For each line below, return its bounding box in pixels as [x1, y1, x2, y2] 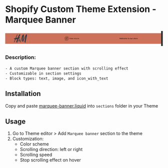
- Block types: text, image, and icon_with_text [5, 76, 108, 81]
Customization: [12, 136, 44, 142]
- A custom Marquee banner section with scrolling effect [5, 66, 128, 71]
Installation [5, 89, 41, 98]
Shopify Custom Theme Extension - [5, 3, 156, 15]
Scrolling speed [19, 151, 52, 158]
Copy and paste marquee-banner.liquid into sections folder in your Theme [5, 102, 158, 108]
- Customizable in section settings [5, 71, 81, 76]
